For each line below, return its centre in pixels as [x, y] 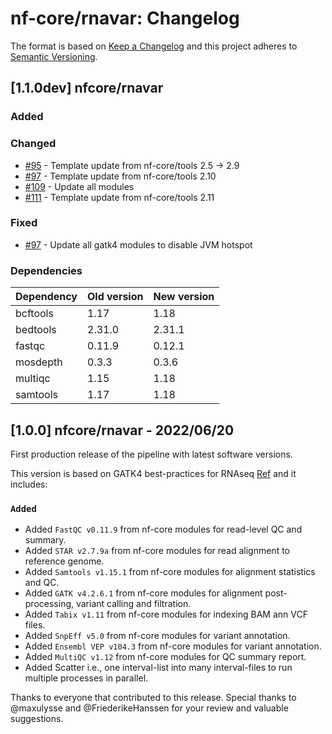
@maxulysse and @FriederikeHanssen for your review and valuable [149, 708]
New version [184, 297]
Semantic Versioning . [54, 56]
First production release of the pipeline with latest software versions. [151, 454]
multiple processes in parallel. [86, 678]
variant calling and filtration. [133, 604]
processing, [49, 604]
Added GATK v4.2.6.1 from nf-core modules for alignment [143, 593]
